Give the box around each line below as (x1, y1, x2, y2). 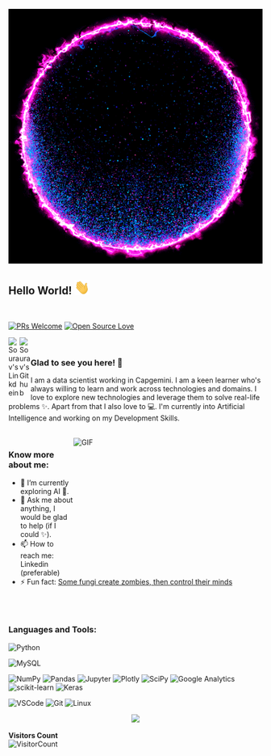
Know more (8, 450, 55, 461)
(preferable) (19, 568, 60, 577)
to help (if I (19, 521, 56, 530)
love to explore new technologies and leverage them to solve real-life (31, 393, 261, 403)
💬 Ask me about (19, 495, 73, 505)
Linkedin (19, 559, 49, 568)
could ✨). (19, 529, 52, 538)
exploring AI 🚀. (19, 486, 69, 496)
